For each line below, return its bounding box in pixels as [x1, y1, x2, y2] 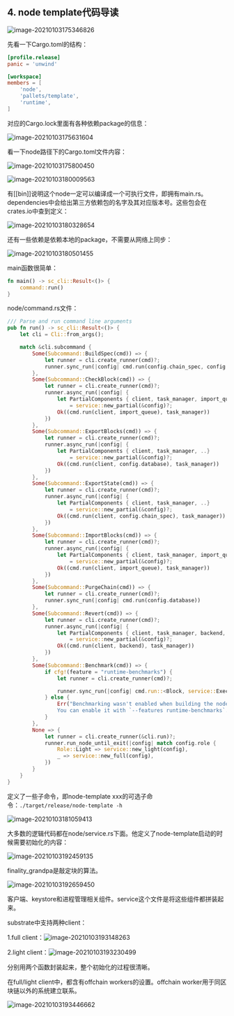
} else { [44, 694, 70, 701]
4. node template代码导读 [7, 6, 119, 19]
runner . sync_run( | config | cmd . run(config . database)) [44, 597, 201, 604]
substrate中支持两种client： [7, 918, 87, 927]
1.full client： [7, 933, 44, 941]
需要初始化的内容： [13, 838, 68, 846]
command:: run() [19, 284, 64, 291]
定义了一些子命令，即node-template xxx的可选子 [7, 792, 148, 800]
